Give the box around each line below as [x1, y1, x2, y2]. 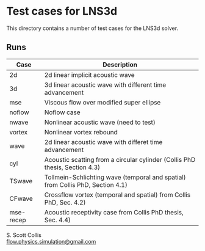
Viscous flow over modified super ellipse [44, 98, 161, 106]
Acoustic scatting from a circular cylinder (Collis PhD [44, 155, 196, 164]
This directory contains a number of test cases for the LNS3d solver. [6, 24, 179, 32]
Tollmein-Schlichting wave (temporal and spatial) [44, 173, 186, 181]
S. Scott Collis [6, 231, 41, 239]
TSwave [9, 176, 33, 185]
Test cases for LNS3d [6, 4, 118, 18]
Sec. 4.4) [44, 216, 71, 224]
